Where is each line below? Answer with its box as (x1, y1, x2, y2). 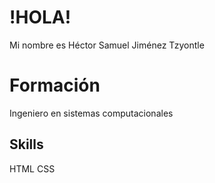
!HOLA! (9, 6, 72, 29)
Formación (9, 74, 101, 97)
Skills (9, 136, 44, 153)
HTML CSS (9, 162, 56, 175)
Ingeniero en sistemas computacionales (9, 107, 174, 119)
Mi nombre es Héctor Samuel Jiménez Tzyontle (9, 39, 205, 51)
